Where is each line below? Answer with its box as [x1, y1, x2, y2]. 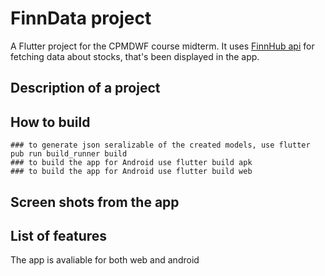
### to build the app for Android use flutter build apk [10, 158, 253, 168]
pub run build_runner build [10, 149, 128, 159]
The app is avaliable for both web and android [10, 254, 200, 266]
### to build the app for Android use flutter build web [10, 167, 253, 177]
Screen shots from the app [10, 193, 180, 211]
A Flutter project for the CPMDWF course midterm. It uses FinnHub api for [10, 40, 315, 52]
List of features [10, 227, 108, 244]
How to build [10, 113, 91, 131]
